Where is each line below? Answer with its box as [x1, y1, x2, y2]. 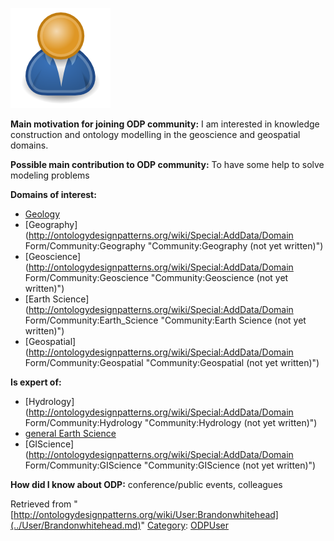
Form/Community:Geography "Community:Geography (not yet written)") [24, 240, 324, 252]
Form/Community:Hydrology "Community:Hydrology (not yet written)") [24, 417, 318, 428]
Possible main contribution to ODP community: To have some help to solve [10, 159, 325, 170]
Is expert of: [10, 376, 62, 388]
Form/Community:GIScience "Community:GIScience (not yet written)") [24, 459, 317, 471]
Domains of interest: [10, 189, 97, 200]
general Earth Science [24, 428, 117, 439]
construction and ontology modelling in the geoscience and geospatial [10, 129, 301, 140]
